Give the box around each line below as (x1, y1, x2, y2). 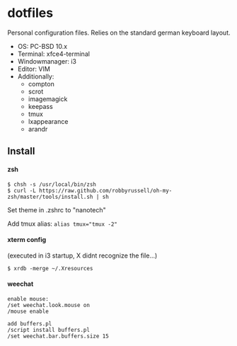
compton (28, 79, 54, 88)
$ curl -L (7, 187, 37, 194)
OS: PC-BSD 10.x (17, 42, 68, 50)
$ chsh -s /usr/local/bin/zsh (7, 180, 97, 188)
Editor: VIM (17, 64, 51, 73)
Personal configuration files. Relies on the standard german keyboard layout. (7, 28, 231, 37)
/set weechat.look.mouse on (7, 301, 91, 308)
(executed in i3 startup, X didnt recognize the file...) (7, 251, 158, 260)
